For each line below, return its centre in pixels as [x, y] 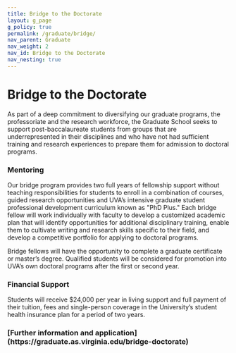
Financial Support [38, 284]
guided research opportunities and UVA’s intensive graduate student [106, 200]
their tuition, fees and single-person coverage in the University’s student [112, 307]
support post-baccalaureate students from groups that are [92, 129]
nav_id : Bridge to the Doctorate [56, 54]
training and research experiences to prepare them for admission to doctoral [118, 144]
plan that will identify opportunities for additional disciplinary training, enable [118, 222]
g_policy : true [30, 27]
